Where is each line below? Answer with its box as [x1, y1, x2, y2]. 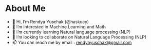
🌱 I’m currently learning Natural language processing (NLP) [12, 29, 131, 35]
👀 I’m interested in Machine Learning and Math [12, 24, 106, 29]
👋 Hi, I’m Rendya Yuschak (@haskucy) [12, 19, 89, 25]
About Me [5, 3, 46, 14]
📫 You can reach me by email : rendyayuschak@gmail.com [12, 39, 132, 45]
